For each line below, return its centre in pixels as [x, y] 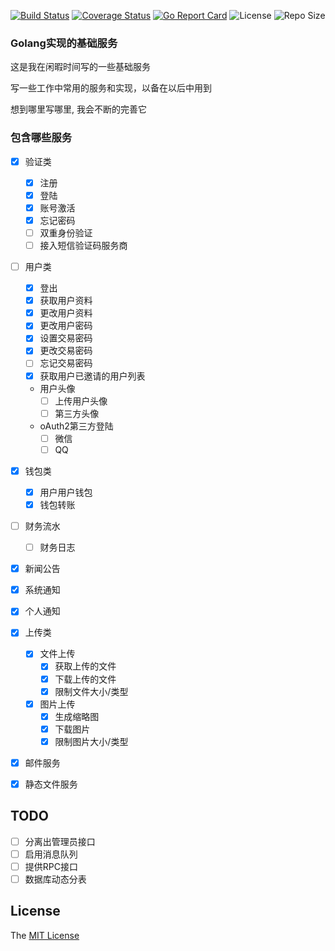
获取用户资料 [66, 301]
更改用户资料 [66, 313]
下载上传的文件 [85, 679]
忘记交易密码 [66, 363]
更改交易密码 [66, 351]
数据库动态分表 [55, 879]
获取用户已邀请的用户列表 [92, 376]
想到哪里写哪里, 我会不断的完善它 [78, 109]
